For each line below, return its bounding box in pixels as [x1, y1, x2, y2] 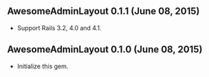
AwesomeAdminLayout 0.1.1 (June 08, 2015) [7, 5, 200, 17]
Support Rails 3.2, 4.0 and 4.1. [16, 23, 102, 32]
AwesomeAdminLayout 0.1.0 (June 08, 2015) [7, 44, 203, 56]
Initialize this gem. [16, 62, 69, 70]
